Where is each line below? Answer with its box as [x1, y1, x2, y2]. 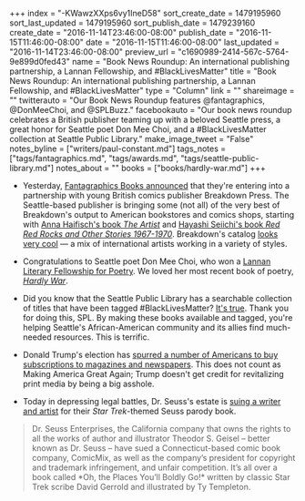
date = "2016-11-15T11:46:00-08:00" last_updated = [85, 36, 280, 47]
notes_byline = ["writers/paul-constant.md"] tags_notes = [9, 143, 227, 154]
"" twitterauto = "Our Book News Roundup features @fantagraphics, [9, 95, 266, 106]
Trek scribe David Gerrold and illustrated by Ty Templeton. [31, 482, 251, 492]
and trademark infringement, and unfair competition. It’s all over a [31, 462, 278, 473]
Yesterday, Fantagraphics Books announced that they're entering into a [22, 180, 290, 190]
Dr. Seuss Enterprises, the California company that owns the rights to [31, 424, 291, 434]
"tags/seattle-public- [180, 153, 259, 163]
